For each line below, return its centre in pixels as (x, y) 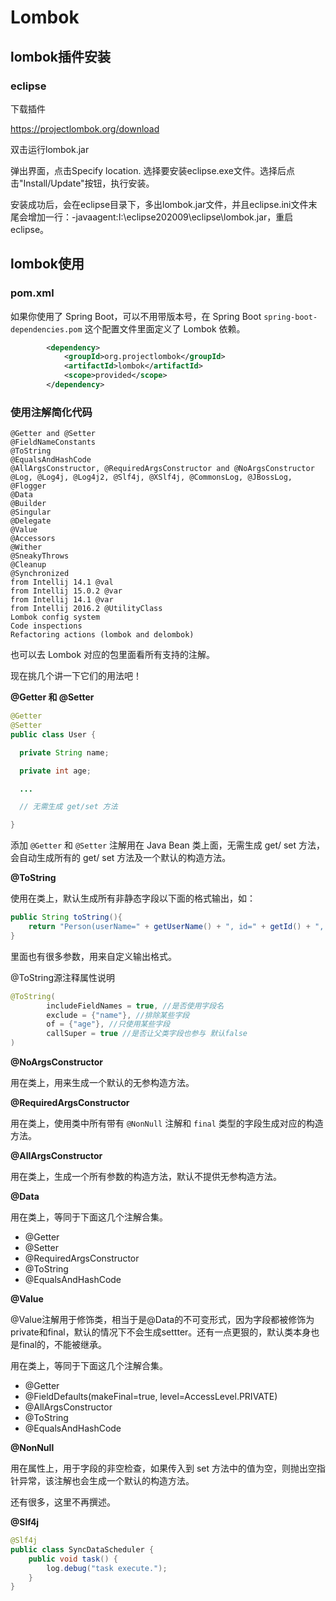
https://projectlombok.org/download (85, 128)
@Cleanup (28, 565)
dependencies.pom (46, 329)
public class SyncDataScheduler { (82, 1549)
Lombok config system (55, 617)
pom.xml (32, 293)
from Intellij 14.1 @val (62, 582)
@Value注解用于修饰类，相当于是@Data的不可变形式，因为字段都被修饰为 (162, 1320)
